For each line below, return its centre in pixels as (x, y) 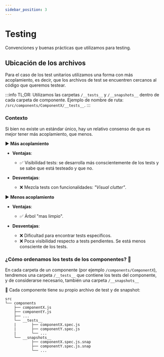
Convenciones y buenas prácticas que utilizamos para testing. (68, 48)
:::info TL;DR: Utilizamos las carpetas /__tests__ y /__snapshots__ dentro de (82, 95)
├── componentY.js (33, 312)
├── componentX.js (33, 307)
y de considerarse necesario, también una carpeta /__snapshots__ (72, 280)
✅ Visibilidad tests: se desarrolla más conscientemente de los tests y (89, 162)
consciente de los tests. (43, 246)
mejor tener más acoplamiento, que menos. (49, 134)
